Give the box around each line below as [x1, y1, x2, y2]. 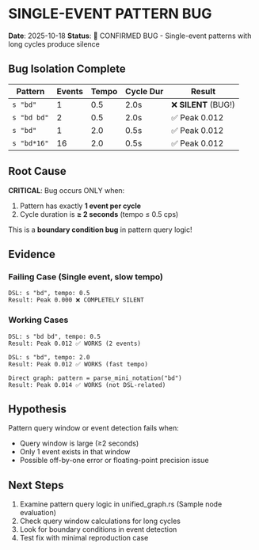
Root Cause [8, 165, 67, 178]
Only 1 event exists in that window [19, 447, 131, 457]
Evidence [8, 247, 55, 261]
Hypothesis [8, 402, 67, 415]
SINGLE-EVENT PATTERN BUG [8, 5, 212, 23]
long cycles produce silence [8, 39, 101, 48]
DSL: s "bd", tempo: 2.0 [8, 353, 90, 361]
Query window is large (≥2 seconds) [19, 438, 139, 448]
